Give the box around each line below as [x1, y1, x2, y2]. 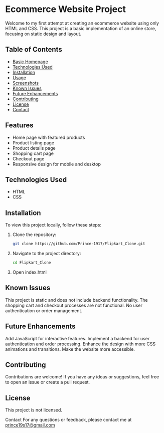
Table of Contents [5, 45, 63, 54]
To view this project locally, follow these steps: [5, 222, 102, 228]
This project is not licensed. [5, 407, 63, 413]
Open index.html [12, 269, 47, 275]
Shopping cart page [12, 150, 54, 156]
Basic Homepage [12, 59, 49, 65]
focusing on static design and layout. [5, 31, 82, 37]
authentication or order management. [5, 307, 83, 314]
